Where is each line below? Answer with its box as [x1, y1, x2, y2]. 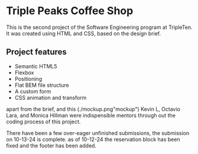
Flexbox [14, 69, 34, 76]
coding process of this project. [6, 118, 81, 125]
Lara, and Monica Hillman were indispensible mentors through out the [6, 112, 176, 119]
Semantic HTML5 [14, 63, 57, 70]
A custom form [14, 87, 51, 95]
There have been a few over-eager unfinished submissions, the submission [6, 129, 190, 136]
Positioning [14, 75, 43, 82]
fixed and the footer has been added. [6, 142, 96, 149]
